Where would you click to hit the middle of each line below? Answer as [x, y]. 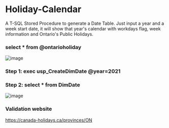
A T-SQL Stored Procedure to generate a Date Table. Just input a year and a [85, 23]
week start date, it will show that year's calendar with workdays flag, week [83, 28]
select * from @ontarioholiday [43, 47]
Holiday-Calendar [43, 9]
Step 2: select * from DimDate [43, 85]
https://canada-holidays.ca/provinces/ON [49, 120]
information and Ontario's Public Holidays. [49, 34]
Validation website [29, 109]
